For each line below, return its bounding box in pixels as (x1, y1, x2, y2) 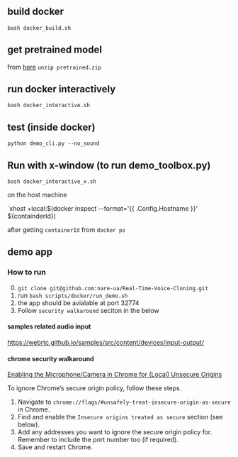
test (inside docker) (7, 121, 96, 133)
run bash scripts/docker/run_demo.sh (17, 291, 128, 299)
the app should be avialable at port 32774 (17, 298, 140, 307)
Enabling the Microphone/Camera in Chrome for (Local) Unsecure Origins (7, 370, 222, 379)
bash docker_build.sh (7, 24, 72, 31)
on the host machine (7, 191, 67, 199)
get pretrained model (7, 44, 103, 56)
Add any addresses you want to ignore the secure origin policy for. (17, 428, 212, 436)
